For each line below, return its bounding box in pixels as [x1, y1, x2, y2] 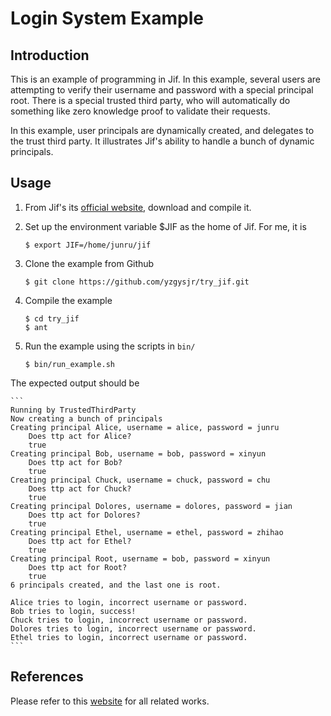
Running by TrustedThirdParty [10, 405, 137, 415]
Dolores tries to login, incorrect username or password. [10, 623, 257, 634]
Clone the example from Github [24, 257, 155, 269]
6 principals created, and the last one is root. [10, 580, 222, 590]
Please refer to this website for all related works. [10, 695, 210, 707]
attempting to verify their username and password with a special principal [10, 84, 314, 96]
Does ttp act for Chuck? [28, 483, 132, 494]
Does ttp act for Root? [28, 562, 128, 572]
